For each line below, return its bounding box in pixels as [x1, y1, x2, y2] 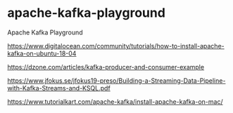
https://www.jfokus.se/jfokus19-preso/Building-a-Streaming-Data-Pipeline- [7, 76, 226, 85]
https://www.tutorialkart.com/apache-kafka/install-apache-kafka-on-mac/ [7, 97, 223, 106]
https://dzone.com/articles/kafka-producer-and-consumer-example [7, 62, 205, 71]
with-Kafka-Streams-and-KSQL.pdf [7, 84, 111, 92]
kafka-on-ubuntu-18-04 [7, 49, 77, 58]
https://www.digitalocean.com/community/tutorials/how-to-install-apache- [7, 41, 225, 50]
